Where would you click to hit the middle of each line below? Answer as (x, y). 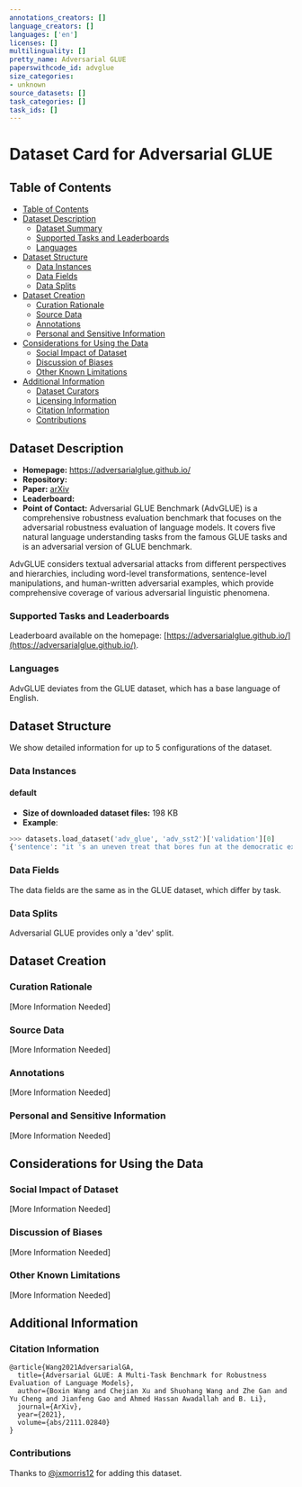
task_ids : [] (34, 110)
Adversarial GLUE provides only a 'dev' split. (92, 933)
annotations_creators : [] (58, 18)
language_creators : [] (52, 26)
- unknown (28, 85)
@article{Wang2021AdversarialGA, (72, 1368)
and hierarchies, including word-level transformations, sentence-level (138, 574)
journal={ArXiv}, (50, 1407)
